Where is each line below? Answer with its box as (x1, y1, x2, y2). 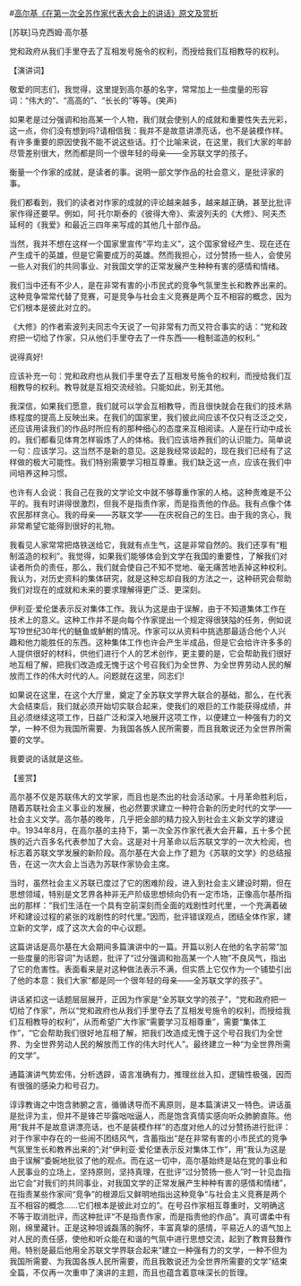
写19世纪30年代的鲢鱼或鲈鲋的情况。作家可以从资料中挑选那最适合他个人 (9, 626, 279, 636)
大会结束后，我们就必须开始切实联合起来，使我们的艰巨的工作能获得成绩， (9, 701, 284, 711)
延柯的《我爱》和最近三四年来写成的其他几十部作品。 (9, 219, 206, 230)
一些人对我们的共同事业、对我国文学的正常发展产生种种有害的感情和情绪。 (9, 261, 284, 271)
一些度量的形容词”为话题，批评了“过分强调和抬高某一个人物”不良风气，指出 (9, 953, 287, 963)
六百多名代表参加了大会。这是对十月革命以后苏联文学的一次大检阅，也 (32, 836, 292, 846)
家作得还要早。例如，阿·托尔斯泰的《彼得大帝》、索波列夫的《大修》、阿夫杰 (9, 209, 287, 219)
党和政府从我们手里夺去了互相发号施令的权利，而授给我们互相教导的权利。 (9, 46, 284, 56)
